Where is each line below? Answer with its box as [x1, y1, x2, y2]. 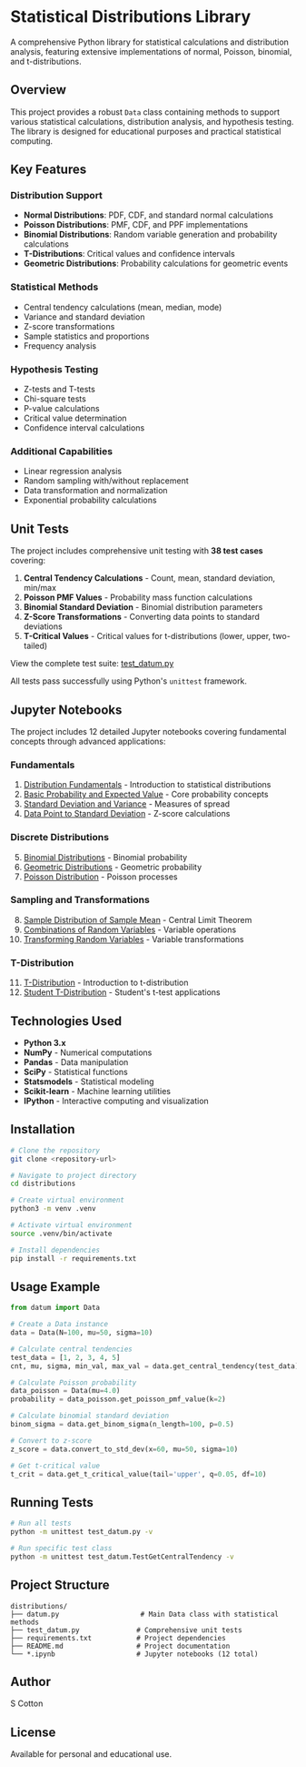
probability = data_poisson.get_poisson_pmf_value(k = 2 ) [10, 1395, 226, 1404]
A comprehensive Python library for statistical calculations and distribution [10, 36, 290, 47]
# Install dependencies [10, 1245, 101, 1254]
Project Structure [10, 1578, 110, 1593]
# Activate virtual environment [10, 1221, 133, 1230]
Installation [10, 1122, 75, 1137]
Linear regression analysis [23, 466, 122, 477]
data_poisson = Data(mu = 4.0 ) [10, 1386, 121, 1396]
